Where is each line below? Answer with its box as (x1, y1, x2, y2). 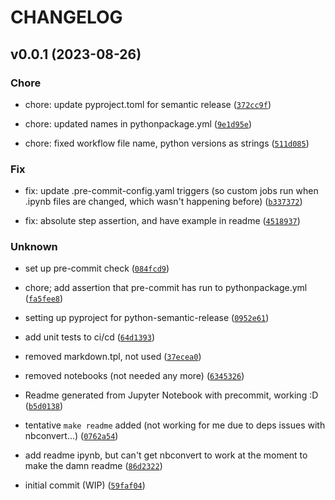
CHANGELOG (10, 6, 123, 29)
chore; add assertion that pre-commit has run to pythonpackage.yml (24, 282, 308, 294)
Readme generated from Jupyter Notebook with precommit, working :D (24, 389, 319, 401)
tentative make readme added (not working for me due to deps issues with (24, 419, 326, 431)
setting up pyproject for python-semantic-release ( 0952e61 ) (24, 312, 270, 324)
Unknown (10, 240, 58, 254)
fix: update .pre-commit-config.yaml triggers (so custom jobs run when (24, 185, 319, 197)
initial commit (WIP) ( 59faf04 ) (24, 479, 146, 491)
